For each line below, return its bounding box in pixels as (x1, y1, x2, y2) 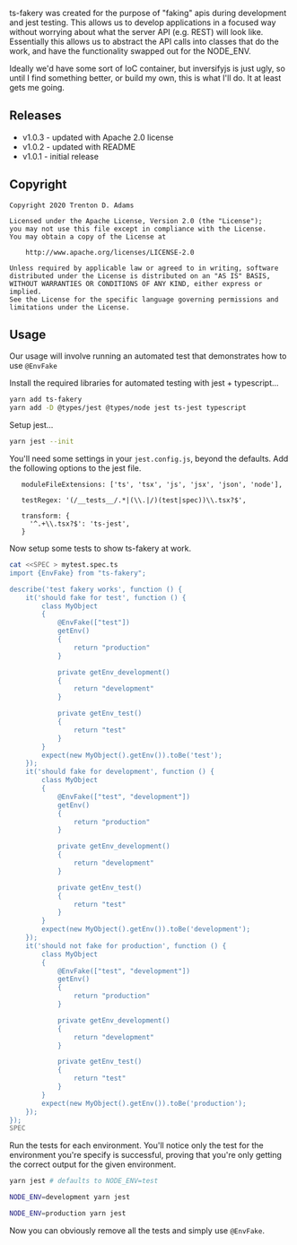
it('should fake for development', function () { (25, 767, 215, 777)
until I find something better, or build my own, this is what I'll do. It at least (9, 73, 282, 83)
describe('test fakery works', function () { (9, 585, 182, 594)
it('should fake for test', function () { (25, 593, 187, 602)
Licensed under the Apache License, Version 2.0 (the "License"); (9, 216, 263, 225)
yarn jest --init (9, 437, 74, 447)
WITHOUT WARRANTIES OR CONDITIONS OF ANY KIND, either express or (9, 279, 263, 288)
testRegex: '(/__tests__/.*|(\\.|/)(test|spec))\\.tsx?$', (21, 496, 247, 505)
